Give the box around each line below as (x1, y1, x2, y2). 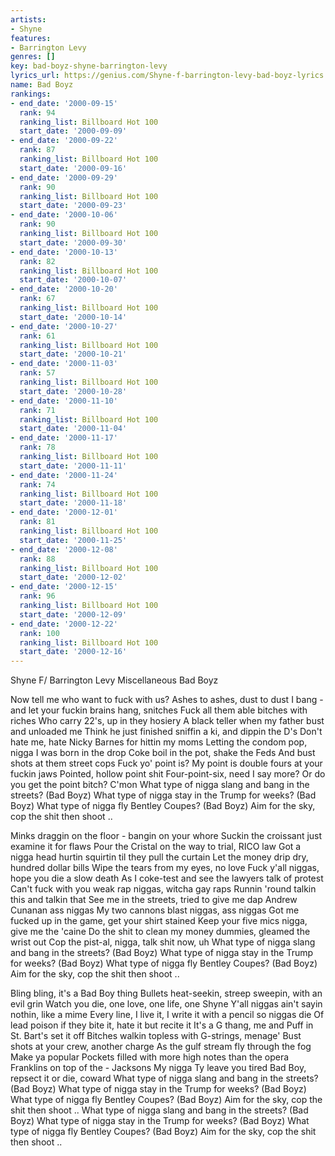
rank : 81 (19, 517, 56, 527)
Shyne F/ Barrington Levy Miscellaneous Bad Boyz (10, 674, 219, 686)
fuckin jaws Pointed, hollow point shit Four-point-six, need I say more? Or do (10, 768, 326, 780)
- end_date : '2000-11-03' (10, 359, 118, 369)
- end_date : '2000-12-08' (10, 544, 118, 555)
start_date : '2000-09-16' (19, 163, 128, 173)
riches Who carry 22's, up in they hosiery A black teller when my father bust (10, 715, 325, 727)
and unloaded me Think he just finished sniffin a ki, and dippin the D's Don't (10, 726, 323, 738)
